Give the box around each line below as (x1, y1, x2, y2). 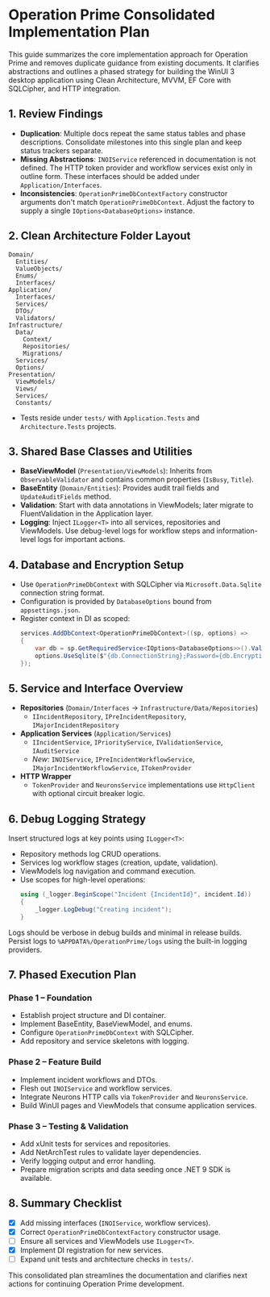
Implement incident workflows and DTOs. (19, 1074, 158, 1084)
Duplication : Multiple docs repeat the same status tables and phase (19, 128, 246, 138)
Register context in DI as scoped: (19, 614, 131, 623)
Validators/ (15, 314, 56, 322)
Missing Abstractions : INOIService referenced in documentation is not (19, 154, 256, 164)
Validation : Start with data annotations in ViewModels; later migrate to (19, 500, 254, 510)
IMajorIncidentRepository (31, 722, 119, 730)
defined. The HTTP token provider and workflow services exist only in (19, 163, 253, 173)
